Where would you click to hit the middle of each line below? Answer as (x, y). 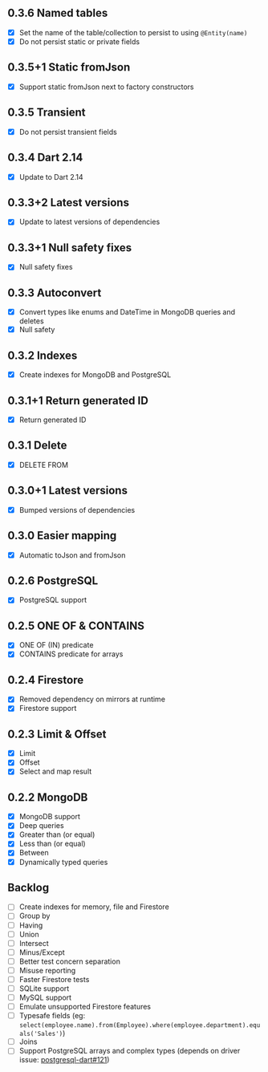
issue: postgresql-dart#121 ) (64, 1060)
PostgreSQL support (53, 600)
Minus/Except (42, 952)
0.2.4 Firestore (46, 680)
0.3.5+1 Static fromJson (69, 67)
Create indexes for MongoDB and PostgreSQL (95, 375)
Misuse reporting (47, 970)
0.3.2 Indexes (43, 355)
